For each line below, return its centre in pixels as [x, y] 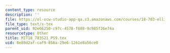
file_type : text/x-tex [29, 24]
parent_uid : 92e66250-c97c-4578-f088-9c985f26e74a [60, 29]
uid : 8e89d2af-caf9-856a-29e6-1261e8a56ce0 [52, 43]
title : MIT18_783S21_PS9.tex [36, 38]
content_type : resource [30, 10]
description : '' [22, 15]
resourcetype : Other [27, 33]
